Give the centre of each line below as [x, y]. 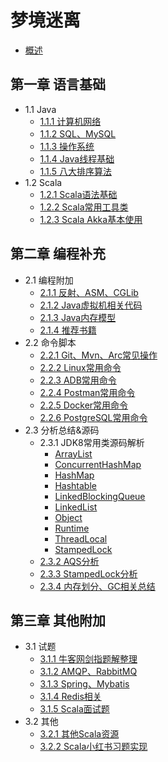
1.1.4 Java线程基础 [77, 158]
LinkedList [76, 507]
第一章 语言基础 [58, 84]
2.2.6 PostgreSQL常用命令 [93, 417]
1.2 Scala [43, 182]
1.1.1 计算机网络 [70, 121]
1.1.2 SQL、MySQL [78, 133]
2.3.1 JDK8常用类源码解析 [92, 442]
